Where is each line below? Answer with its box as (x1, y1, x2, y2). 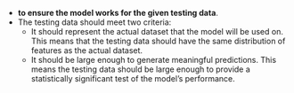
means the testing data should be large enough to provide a (30, 64, 251, 74)
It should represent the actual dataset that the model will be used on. (30, 27, 283, 36)
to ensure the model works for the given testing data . (17, 8, 218, 18)
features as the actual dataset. (30, 45, 143, 56)
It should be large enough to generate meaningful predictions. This (30, 55, 277, 65)
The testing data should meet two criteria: (17, 17, 172, 27)
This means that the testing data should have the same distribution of (30, 35, 286, 46)
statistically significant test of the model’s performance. (30, 74, 236, 83)
